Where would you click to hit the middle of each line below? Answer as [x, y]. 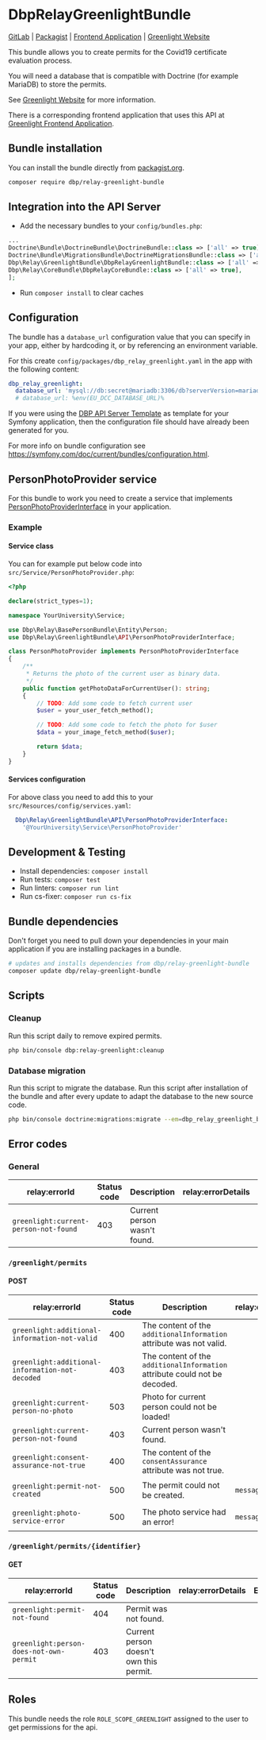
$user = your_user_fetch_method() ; [95, 711]
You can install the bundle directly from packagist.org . [96, 168]
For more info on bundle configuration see [77, 446]
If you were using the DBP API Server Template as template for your [119, 414]
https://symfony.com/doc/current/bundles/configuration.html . [109, 454]
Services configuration [47, 779]
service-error [39, 1521]
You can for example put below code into [75, 564]
